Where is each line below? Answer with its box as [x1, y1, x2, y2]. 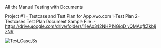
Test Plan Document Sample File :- [26, 19, 96, 24]
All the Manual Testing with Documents [5, 4, 83, 10]
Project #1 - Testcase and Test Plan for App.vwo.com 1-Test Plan [5, 13, 134, 19]
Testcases [5, 19, 26, 24]
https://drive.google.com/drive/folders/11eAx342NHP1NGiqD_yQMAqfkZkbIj [5, 24, 156, 29]
